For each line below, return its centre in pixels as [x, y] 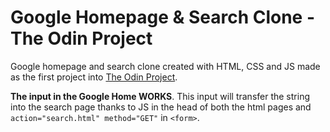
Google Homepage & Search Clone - [163, 17]
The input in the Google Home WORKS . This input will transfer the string [160, 96]
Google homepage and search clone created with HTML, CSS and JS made [165, 66]
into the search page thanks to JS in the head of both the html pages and [161, 107]
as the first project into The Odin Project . [94, 77]
